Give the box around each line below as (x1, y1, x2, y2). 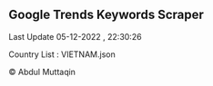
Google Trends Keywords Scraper (8, 7, 204, 23)
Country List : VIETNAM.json (8, 49, 116, 60)
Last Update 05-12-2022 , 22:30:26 (8, 31, 142, 42)
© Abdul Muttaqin (8, 66, 76, 77)
